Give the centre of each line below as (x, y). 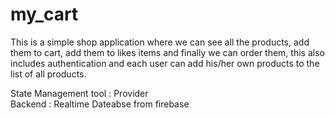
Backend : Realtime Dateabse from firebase (100, 104)
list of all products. (48, 74)
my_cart (44, 14)
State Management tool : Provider (79, 93)
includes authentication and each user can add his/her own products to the (165, 63)
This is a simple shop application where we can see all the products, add (160, 42)
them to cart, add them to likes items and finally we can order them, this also (167, 52)
